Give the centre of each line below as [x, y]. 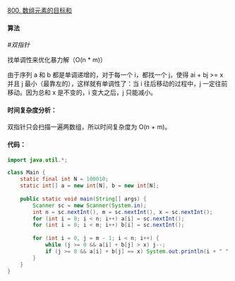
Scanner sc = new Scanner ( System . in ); [90, 205]
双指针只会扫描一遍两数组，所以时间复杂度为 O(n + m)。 [89, 127]
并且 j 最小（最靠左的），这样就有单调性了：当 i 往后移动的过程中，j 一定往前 [117, 84]
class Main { [26, 173]
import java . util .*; [38, 160]
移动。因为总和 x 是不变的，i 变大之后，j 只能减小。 [82, 92]
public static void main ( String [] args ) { [83, 199]
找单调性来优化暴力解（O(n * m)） [57, 60]
